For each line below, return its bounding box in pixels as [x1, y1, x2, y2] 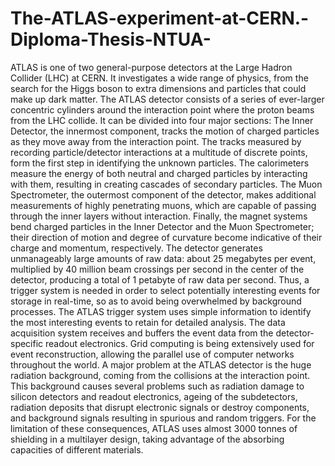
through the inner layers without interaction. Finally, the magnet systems [10, 210, 308, 222]
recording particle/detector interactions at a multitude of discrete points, [10, 146, 308, 158]
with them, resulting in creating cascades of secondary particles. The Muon [10, 178, 323, 190]
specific [10, 337, 44, 349]
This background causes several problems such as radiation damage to [10, 380, 305, 392]
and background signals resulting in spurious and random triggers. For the [10, 412, 317, 424]
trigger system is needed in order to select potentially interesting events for [10, 284, 321, 296]
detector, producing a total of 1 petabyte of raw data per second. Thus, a [10, 273, 310, 286]
